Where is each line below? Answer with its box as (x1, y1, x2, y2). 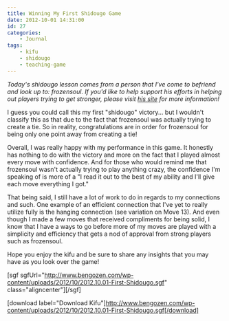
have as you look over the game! (7, 257, 100, 265)
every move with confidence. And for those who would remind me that (7, 157, 207, 166)
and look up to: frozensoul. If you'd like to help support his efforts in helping (7, 87, 222, 96)
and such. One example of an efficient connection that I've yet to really (7, 200, 208, 208)
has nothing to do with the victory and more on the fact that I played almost (7, 151, 220, 159)
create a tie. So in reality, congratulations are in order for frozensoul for (7, 122, 208, 131)
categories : (7, 29, 41, 36)
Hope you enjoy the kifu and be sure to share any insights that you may (7, 250, 209, 258)
